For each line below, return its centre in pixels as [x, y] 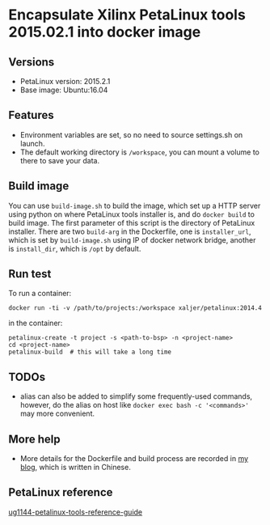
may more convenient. [57, 413]
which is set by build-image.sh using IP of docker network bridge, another [132, 239]
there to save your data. [59, 160]
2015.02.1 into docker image [105, 32]
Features [31, 115]
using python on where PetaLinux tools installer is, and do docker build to [131, 214]
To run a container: [40, 294]
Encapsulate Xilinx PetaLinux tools [127, 15]
